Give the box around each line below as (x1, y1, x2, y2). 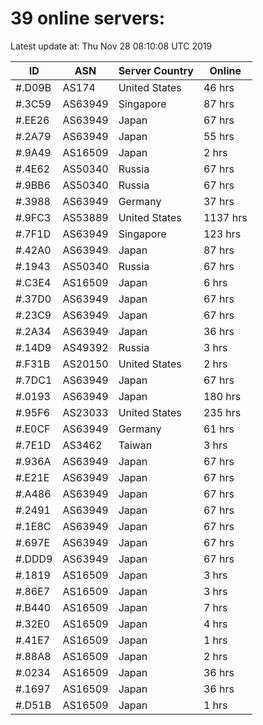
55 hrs (203, 129, 235, 143)
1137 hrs (203, 210, 248, 224)
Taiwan (118, 438, 153, 452)
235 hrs (203, 405, 242, 419)
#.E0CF (15, 422, 51, 436)
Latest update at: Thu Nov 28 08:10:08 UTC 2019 (10, 40, 213, 52)
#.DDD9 (15, 552, 53, 566)
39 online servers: (10, 7, 166, 30)
